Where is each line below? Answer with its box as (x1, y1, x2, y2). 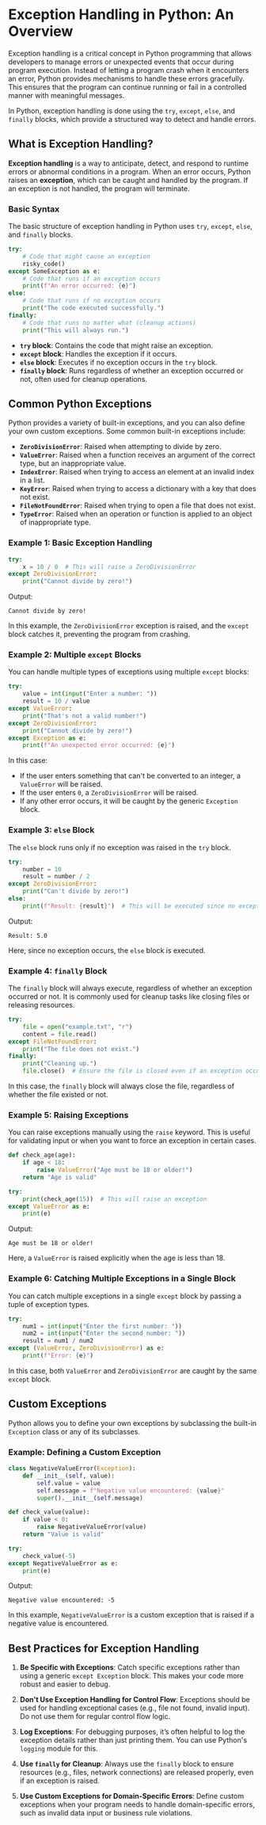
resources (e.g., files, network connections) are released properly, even (19, 1768, 254, 1777)
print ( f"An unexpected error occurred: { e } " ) (22, 741, 176, 749)
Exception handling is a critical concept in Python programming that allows (8, 48, 252, 58)
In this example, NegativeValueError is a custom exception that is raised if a (8, 1610, 255, 1620)
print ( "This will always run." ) (22, 326, 129, 334)
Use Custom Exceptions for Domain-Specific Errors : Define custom (19, 1792, 244, 1801)
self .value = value (36, 1479, 101, 1487)
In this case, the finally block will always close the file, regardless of (8, 1081, 235, 1091)
